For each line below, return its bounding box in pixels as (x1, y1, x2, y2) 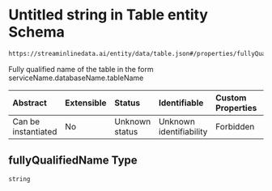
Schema (8, 23, 65, 41)
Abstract (12, 97, 47, 108)
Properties (215, 102, 257, 113)
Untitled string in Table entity (8, 6, 209, 24)
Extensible (64, 97, 107, 108)
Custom (215, 91, 247, 103)
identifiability (158, 125, 208, 137)
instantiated (12, 125, 57, 137)
